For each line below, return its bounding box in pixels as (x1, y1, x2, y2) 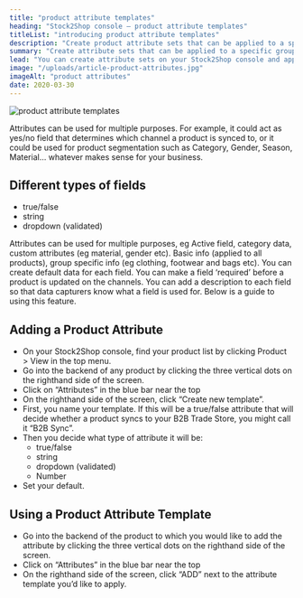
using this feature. (9, 295, 77, 307)
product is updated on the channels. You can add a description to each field (9, 276, 291, 287)
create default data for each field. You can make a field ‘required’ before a (9, 267, 284, 278)
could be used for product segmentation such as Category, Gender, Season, (9, 142, 293, 153)
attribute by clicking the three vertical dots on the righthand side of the (22, 540, 286, 551)
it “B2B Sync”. (22, 423, 75, 434)
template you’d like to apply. (22, 579, 127, 590)
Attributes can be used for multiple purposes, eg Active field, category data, (9, 238, 292, 249)
